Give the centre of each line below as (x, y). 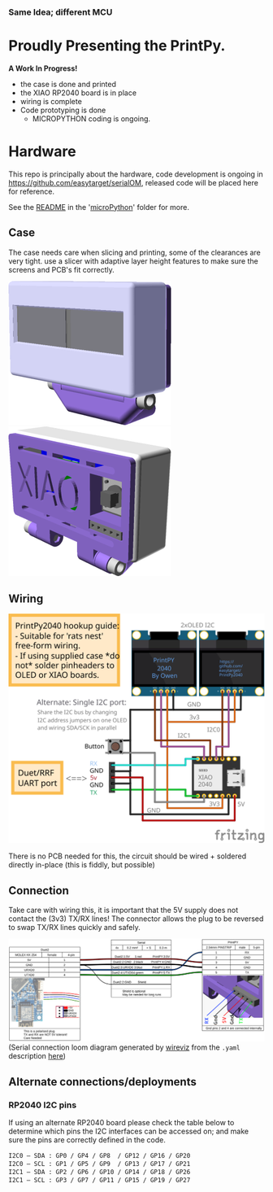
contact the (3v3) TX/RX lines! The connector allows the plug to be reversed (136, 919)
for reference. (32, 191)
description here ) (37, 1056)
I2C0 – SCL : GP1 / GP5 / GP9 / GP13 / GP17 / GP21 (100, 1164)
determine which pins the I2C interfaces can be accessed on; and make (129, 1131)
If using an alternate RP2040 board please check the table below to (121, 1123)
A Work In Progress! (43, 68)
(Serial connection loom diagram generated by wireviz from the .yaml (124, 1047)
